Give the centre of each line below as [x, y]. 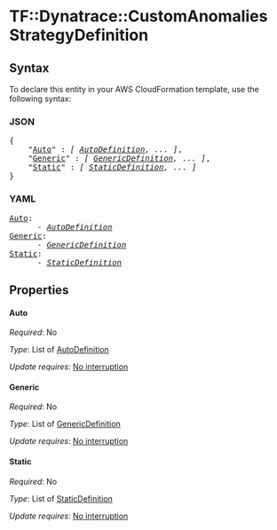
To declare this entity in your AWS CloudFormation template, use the [134, 89]
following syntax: [40, 99]
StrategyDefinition [79, 35]
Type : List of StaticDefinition [61, 498]
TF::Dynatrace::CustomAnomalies [138, 16]
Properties [39, 290]
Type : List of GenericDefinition [65, 424]
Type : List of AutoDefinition [59, 350]
